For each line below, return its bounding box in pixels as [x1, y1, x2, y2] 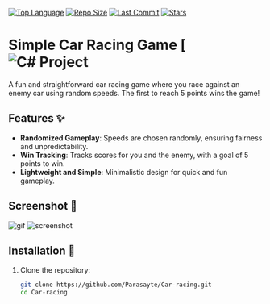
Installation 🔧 [8, 244, 76, 257]
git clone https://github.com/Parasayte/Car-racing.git [19, 281, 212, 289]
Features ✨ [8, 111, 65, 125]
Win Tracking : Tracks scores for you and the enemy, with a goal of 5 [19, 150, 249, 160]
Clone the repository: [19, 265, 91, 275]
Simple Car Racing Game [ [8, 36, 187, 54]
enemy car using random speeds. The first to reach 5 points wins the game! [8, 88, 260, 98]
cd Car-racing [19, 289, 68, 297]
